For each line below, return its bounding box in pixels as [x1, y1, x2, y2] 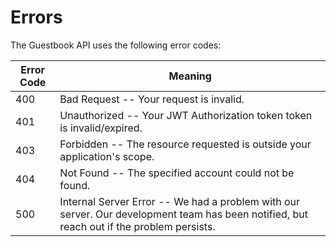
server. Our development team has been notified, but [59, 207, 308, 221]
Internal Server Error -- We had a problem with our [59, 194, 301, 208]
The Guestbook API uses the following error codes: [10, 39, 222, 51]
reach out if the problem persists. [59, 219, 216, 233]
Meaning [168, 69, 212, 83]
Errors [10, 6, 63, 29]
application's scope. [59, 149, 155, 163]
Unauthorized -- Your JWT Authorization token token [59, 108, 313, 122]
